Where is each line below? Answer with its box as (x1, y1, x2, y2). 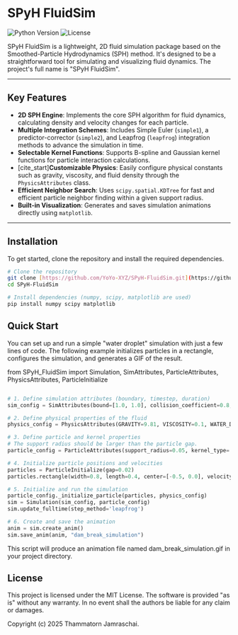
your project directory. (7, 551, 73, 560)
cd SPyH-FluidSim (7, 281, 59, 288)
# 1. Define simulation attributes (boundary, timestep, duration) (7, 395, 211, 402)
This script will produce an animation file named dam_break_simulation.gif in (7, 544, 230, 553)
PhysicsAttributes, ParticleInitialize (7, 375, 108, 384)
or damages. (7, 606, 45, 614)
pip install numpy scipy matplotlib (7, 301, 115, 308)
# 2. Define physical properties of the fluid (7, 414, 147, 422)
